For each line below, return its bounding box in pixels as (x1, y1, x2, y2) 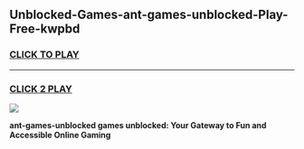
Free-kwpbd (9, 22, 81, 37)
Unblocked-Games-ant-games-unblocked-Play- (9, 7, 289, 23)
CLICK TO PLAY (9, 49, 80, 61)
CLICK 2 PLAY (9, 82, 72, 95)
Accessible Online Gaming (9, 129, 111, 140)
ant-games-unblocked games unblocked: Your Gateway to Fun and (9, 119, 267, 130)
